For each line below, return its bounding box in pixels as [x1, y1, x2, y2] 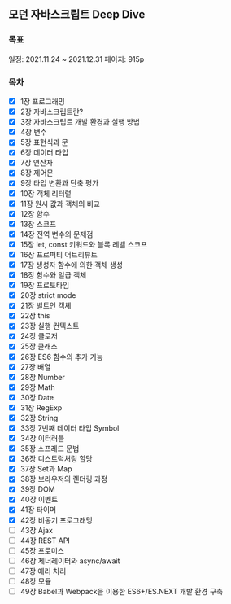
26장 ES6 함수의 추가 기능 [20, 352, 103, 361]
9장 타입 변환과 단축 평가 [20, 178, 99, 188]
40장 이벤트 [20, 495, 59, 505]
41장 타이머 [20, 505, 57, 514]
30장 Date [20, 392, 54, 402]
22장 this [20, 311, 50, 321]
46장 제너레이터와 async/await [20, 556, 120, 566]
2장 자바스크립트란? [20, 107, 84, 116]
